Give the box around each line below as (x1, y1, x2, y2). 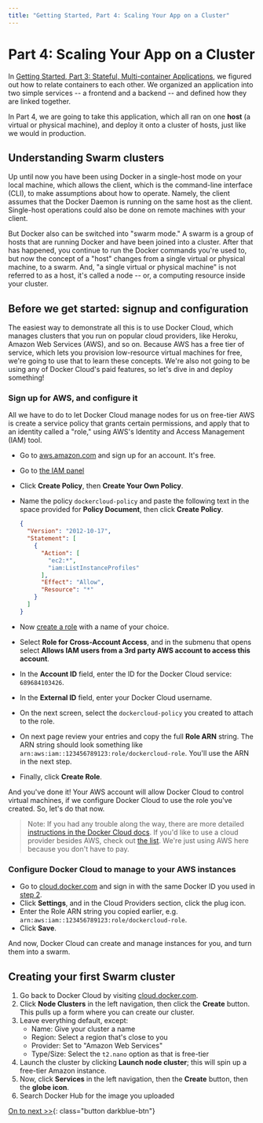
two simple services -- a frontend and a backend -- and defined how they (8, 88, 247, 98)
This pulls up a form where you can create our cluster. (19, 1007, 195, 1017)
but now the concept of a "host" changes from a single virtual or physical (8, 254, 246, 263)
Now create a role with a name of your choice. (19, 622, 170, 631)
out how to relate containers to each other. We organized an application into (8, 79, 254, 89)
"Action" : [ (40, 549, 80, 557)
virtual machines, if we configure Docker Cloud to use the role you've (8, 795, 233, 805)
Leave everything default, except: (19, 1015, 129, 1025)
